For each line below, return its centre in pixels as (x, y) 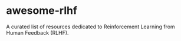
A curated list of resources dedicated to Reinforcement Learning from (90, 27)
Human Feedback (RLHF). (37, 32)
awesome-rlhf (42, 11)
